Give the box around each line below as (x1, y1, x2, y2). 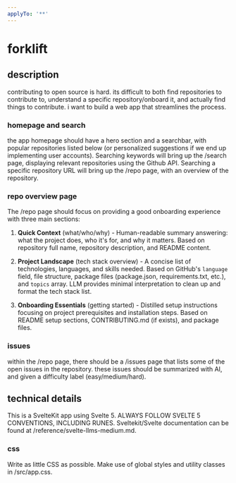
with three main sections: (7, 215, 81, 223)
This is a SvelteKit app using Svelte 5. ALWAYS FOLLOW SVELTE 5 (7, 411, 201, 420)
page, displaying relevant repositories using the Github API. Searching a (7, 158, 216, 167)
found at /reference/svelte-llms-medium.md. (7, 427, 137, 435)
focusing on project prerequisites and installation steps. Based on (17, 309, 208, 317)
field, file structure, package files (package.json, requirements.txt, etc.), (17, 273, 226, 281)
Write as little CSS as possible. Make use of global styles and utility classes (7, 460, 225, 468)
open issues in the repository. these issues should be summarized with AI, (7, 364, 223, 373)
